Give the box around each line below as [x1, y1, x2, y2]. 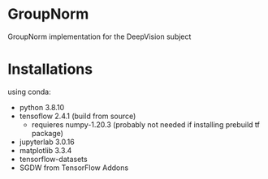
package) [31, 128, 64, 138]
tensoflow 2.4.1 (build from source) [19, 111, 136, 121]
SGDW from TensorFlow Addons [19, 163, 129, 173]
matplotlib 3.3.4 [19, 145, 72, 155]
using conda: [7, 87, 51, 96]
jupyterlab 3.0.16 [19, 137, 75, 147]
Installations [7, 60, 93, 79]
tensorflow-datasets [19, 154, 88, 164]
